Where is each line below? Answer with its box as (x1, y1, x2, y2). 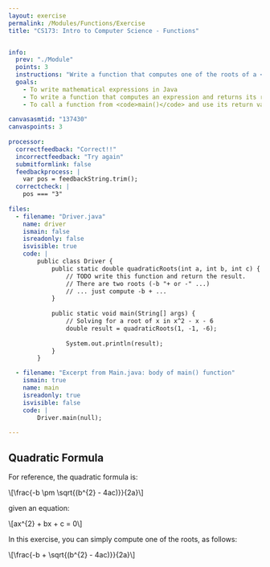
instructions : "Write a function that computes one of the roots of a (15, 71, 257, 79)
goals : (15, 78, 38, 86)
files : (8, 205, 31, 213)
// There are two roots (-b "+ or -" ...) (65, 279, 211, 288)
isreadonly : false (22, 235, 84, 243)
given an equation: (8, 503, 70, 512)
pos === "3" (22, 190, 63, 198)
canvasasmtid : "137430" (8, 116, 88, 124)
